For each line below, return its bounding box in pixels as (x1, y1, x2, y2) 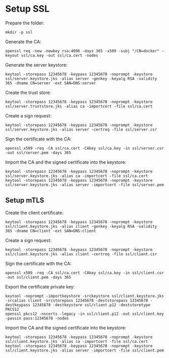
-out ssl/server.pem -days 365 (5, 150, 71, 155)
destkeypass (5, 302, 30, 308)
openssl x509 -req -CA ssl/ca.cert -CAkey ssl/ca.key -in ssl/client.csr (5, 270, 164, 275)
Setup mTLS (5, 196, 45, 205)
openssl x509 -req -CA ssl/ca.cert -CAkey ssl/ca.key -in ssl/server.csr (5, 145, 164, 151)
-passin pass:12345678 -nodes (5, 316, 69, 321)
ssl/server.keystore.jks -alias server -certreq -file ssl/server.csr (5, 127, 157, 132)
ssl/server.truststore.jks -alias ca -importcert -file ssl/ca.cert (5, 104, 153, 109)
